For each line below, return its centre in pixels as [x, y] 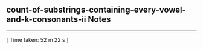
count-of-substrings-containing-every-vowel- [96, 10]
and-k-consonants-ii [46, 20]
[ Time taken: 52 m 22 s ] [37, 39]
